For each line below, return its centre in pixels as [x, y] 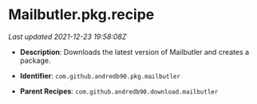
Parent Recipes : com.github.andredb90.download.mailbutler [119, 91]
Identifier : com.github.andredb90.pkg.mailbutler [100, 75]
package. [35, 60]
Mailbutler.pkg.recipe [81, 15]
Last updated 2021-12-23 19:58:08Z [67, 37]
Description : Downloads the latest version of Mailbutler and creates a [134, 52]
